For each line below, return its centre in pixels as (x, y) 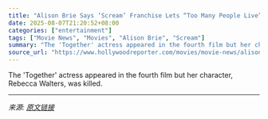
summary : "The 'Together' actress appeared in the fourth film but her (130, 45)
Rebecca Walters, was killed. (55, 83)
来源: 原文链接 (31, 107)
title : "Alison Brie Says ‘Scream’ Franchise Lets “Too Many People (124, 15)
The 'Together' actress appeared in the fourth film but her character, (121, 75)
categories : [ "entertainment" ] (60, 30)
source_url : (28, 52)
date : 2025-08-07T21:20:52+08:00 (64, 23)
